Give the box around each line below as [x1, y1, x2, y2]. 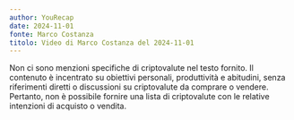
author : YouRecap [9, 13, 74, 22]
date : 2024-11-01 [9, 21, 74, 30]
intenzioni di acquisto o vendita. [9, 100, 127, 112]
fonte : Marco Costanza [9, 30, 94, 39]
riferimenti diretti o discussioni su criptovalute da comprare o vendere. [9, 81, 269, 92]
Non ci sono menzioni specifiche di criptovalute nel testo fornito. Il [9, 63, 254, 73]
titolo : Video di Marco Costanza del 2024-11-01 [9, 38, 195, 47]
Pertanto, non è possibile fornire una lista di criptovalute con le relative [9, 91, 271, 102]
